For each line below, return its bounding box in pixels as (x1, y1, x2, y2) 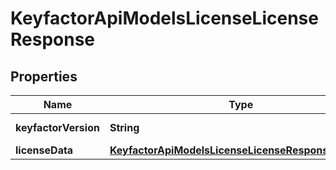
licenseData (15, 143, 74, 157)
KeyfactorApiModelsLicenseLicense (10, 7, 319, 30)
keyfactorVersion (15, 121, 100, 134)
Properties (10, 68, 78, 85)
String (109, 121, 140, 134)
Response (10, 28, 96, 51)
